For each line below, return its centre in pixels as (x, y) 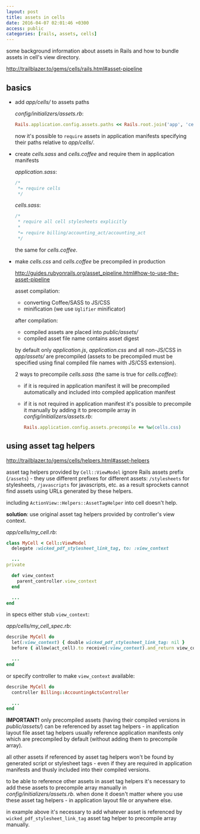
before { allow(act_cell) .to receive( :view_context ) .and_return (93, 648)
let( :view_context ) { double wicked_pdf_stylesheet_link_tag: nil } (98, 643)
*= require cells (39, 188)
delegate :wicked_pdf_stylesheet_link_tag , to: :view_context (90, 548)
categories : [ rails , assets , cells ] (51, 34)
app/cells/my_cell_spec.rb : (39, 626)
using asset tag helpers (51, 446)
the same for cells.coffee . (46, 250)
